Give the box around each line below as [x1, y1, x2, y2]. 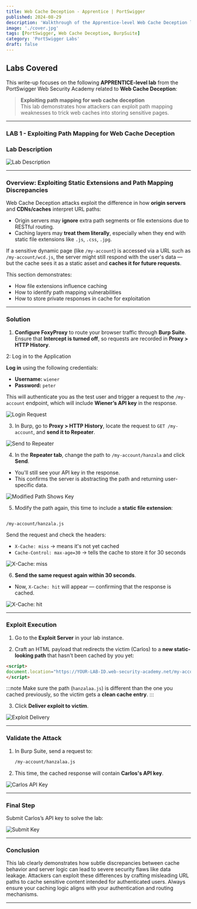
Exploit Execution [6, 621, 57, 629]
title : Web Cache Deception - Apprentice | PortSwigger [6, 8, 145, 15]
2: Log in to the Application [6, 353, 72, 360]
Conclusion [6, 846, 40, 854]
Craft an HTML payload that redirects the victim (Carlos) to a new [14, 645, 173, 652]
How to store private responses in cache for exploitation [14, 295, 151, 302]
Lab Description [6, 145, 53, 153]
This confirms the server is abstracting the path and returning [14, 475, 164, 482]
